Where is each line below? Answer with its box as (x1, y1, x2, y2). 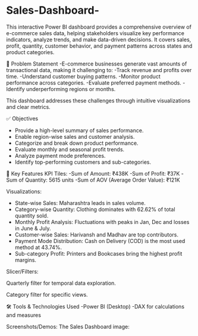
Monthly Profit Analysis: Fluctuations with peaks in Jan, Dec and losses (14, 218, 190, 225)
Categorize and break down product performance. (14, 139, 139, 147)
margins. (14, 256, 37, 263)
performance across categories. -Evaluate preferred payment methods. (6, 79, 181, 86)
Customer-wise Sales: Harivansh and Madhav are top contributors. (14, 231, 179, 238)
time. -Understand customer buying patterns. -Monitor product (6, 73, 161, 80)
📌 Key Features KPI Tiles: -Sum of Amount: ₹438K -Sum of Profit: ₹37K (6, 170, 180, 177)
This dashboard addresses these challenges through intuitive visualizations (6, 97, 191, 104)
